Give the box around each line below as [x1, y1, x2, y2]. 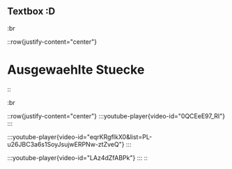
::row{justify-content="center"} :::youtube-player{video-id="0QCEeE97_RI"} [7, 111, 226, 120]
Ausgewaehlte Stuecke [7, 62, 145, 77]
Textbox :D [7, 6, 56, 17]
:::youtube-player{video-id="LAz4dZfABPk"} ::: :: [7, 153, 148, 162]
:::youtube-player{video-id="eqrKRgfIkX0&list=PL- [7, 132, 153, 141]
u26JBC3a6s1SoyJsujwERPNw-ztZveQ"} [7, 140, 125, 148]
